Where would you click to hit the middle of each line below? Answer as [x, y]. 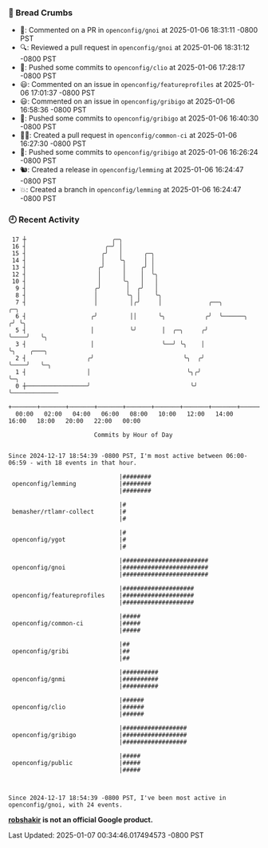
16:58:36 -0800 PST [53, 110]
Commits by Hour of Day [133, 435]
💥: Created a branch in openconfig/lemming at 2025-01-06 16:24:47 [130, 190]
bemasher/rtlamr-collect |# [69, 511]
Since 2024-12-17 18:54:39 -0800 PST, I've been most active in [117, 798]
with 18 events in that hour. [87, 463]
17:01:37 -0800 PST [63, 93]
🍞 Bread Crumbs [41, 13]
